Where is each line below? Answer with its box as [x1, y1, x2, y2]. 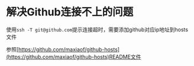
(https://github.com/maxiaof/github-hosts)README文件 [6, 53, 141, 60]
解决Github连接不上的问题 [6, 5, 134, 19]
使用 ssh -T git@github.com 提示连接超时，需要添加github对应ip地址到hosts [6, 26, 188, 33]
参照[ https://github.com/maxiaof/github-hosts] [6, 45, 120, 53]
